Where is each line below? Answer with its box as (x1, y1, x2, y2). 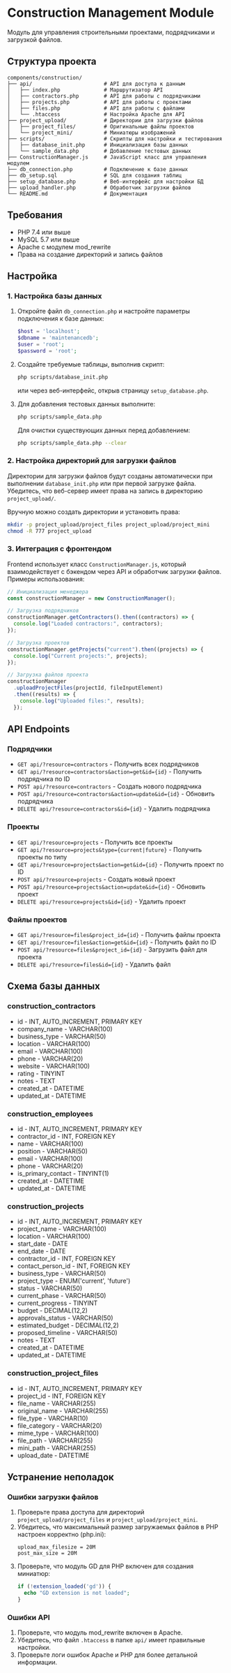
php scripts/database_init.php (17, 374, 109, 381)
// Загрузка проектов (7, 639, 70, 647)
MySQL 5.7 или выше (17, 235, 80, 244)
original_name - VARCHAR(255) (17, 1406, 109, 1415)
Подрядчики (7, 744, 52, 754)
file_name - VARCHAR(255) (17, 1399, 96, 1408)
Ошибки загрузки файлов (7, 1492, 99, 1502)
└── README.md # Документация (7, 190, 148, 197)
